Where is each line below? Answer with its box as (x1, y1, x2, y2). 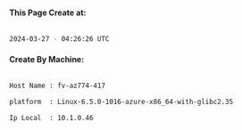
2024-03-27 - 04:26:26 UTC (9, 35, 110, 44)
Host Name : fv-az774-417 (9, 81, 105, 91)
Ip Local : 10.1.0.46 (9, 114, 94, 123)
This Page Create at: (9, 7, 87, 18)
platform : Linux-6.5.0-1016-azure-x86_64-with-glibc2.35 (9, 98, 234, 107)
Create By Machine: (9, 53, 85, 64)
